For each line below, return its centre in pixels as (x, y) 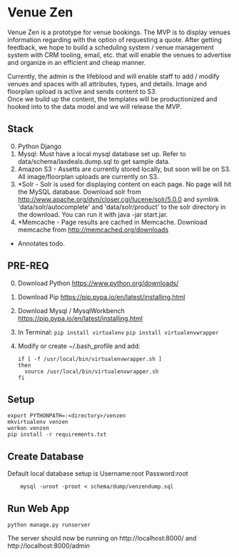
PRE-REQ (28, 266)
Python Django (40, 146)
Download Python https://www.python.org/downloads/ (98, 283)
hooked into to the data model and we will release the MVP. (95, 106)
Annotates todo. (41, 243)
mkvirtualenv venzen (38, 422)
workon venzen (29, 429)
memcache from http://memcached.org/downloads (93, 230)
